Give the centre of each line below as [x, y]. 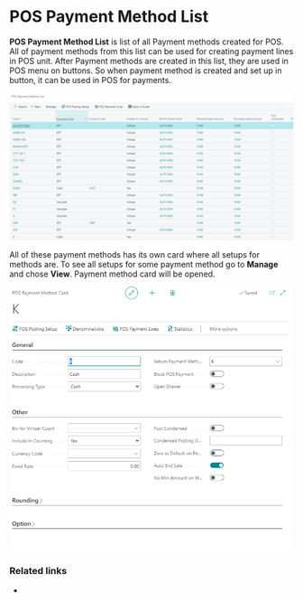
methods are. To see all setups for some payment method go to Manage [144, 264]
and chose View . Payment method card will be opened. [112, 274]
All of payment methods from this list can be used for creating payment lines [151, 51]
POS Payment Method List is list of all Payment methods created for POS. [147, 42]
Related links [38, 570]
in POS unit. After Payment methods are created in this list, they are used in [149, 61]
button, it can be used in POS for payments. [90, 80]
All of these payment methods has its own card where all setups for [134, 254]
